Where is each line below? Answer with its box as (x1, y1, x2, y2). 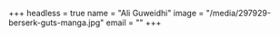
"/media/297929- (205, 8, 272, 18)
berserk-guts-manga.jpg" (8, 17, 105, 28)
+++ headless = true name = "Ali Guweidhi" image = (8, 8, 205, 18)
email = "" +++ (105, 17, 162, 28)
